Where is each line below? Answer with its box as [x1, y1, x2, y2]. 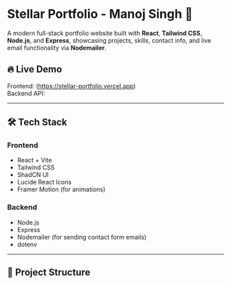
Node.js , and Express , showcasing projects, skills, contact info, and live [7, 36, 212, 44]
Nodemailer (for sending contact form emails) [16, 233, 146, 241]
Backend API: [7, 89, 45, 97]
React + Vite [16, 156, 53, 165]
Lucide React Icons [16, 178, 72, 187]
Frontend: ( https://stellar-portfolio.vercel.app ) [7, 82, 136, 90]
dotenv [16, 240, 38, 249]
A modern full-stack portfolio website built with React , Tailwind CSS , [7, 29, 203, 37]
